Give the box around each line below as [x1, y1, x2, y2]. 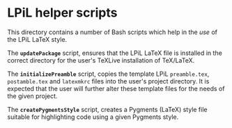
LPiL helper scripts [7, 5, 118, 21]
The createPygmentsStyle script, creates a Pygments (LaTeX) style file [7, 105, 208, 113]
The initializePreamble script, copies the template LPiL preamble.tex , [7, 70, 210, 78]
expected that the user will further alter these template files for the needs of [7, 84, 225, 93]
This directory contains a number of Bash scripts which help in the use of [7, 28, 218, 36]
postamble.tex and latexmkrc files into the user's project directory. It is [7, 77, 210, 85]
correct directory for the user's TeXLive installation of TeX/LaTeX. [7, 56, 195, 64]
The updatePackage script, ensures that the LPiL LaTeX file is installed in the [7, 49, 223, 57]
